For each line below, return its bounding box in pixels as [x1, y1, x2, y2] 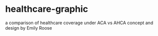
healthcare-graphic [5, 3, 89, 15]
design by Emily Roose [5, 25, 52, 31]
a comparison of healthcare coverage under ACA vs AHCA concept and [5, 20, 153, 26]
